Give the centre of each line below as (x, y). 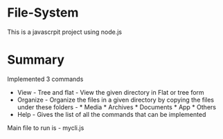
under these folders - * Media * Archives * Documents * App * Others (117, 107)
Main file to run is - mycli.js (46, 128)
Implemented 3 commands (45, 79)
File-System (43, 13)
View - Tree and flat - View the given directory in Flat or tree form (110, 92)
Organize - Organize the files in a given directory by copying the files (116, 100)
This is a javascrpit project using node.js (65, 32)
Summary (36, 60)
